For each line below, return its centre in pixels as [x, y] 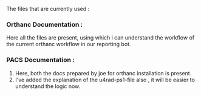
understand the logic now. [48, 86]
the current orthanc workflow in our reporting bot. [69, 44]
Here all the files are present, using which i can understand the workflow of [101, 38]
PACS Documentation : [40, 60]
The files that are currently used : [48, 9]
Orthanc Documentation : [45, 24]
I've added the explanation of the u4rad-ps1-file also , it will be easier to [105, 80]
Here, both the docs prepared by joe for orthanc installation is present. [103, 73]
